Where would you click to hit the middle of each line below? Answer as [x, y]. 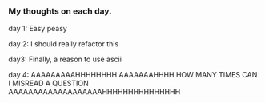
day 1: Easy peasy [38, 29]
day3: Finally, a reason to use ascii [65, 59]
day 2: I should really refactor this [64, 44]
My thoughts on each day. [60, 11]
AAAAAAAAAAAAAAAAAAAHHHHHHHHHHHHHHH [94, 92]
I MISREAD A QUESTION [49, 83]
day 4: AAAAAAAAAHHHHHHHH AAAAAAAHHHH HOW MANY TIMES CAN [133, 75]
